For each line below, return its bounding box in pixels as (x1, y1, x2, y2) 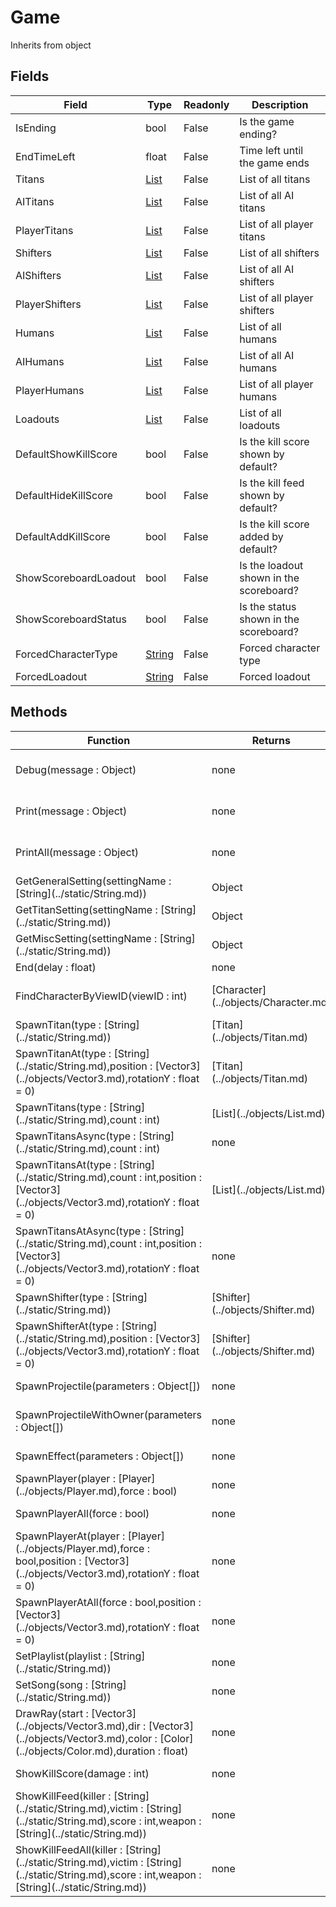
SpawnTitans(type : (15, 1100, 107, 1114)
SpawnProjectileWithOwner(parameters (15, 1407, 203, 1421)
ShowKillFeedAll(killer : (15, 1842, 123, 1856)
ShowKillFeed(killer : (15, 1789, 112, 1803)
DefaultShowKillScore (15, 447, 118, 461)
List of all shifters (239, 246, 320, 260)
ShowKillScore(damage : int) (15, 1766, 150, 1780)
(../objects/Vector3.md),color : (15, 1731, 158, 1745)
